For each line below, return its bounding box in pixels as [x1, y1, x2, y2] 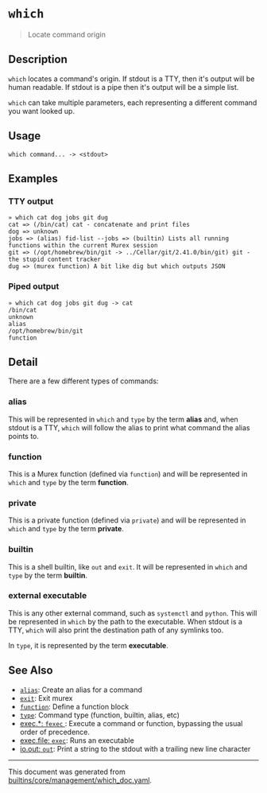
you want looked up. [8, 106, 75, 115]
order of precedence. [19, 727, 90, 737]
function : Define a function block [19, 702, 130, 711]
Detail [8, 355, 38, 368]
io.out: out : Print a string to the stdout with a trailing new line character [19, 744, 251, 753]
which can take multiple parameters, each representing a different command [8, 98, 257, 107]
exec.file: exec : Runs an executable [19, 735, 135, 745]
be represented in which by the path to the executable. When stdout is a [8, 616, 242, 626]
